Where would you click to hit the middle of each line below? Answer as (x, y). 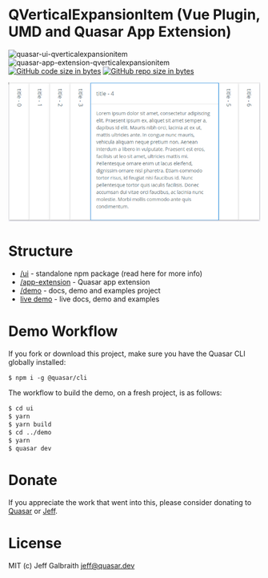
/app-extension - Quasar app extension (85, 282)
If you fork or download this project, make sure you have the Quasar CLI (127, 354)
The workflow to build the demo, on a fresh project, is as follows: (115, 393)
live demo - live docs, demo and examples (90, 299)
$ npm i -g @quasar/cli (48, 378)
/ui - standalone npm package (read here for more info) (111, 273)
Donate (33, 481)
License (35, 544)
